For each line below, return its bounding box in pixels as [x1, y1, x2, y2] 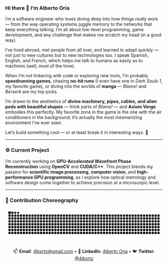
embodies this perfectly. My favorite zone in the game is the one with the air [5, 109, 162, 115]
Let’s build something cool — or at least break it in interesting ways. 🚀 [5, 129, 148, 136]
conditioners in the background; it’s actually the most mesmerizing [5, 114, 142, 120]
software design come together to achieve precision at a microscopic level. [5, 179, 160, 185]
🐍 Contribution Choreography [5, 197, 78, 204]
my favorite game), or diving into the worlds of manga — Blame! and [5, 83, 146, 89]
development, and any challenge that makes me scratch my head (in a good [5, 32, 161, 38]
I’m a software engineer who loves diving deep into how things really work [5, 16, 158, 22]
